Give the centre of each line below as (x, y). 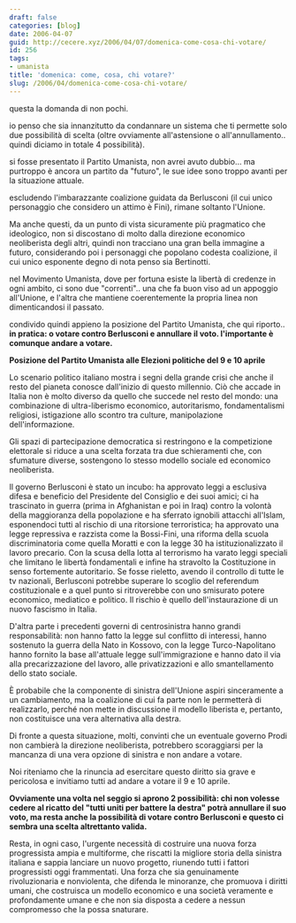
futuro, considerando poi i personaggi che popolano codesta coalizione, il (144, 252)
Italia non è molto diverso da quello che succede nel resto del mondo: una (144, 396)
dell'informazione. (42, 424)
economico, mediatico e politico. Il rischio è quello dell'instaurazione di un (144, 599)
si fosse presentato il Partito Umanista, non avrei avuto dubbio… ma (132, 161)
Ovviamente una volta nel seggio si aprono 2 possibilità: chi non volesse (144, 798)
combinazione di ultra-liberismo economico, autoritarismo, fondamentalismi (147, 405)
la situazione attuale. (47, 180)
